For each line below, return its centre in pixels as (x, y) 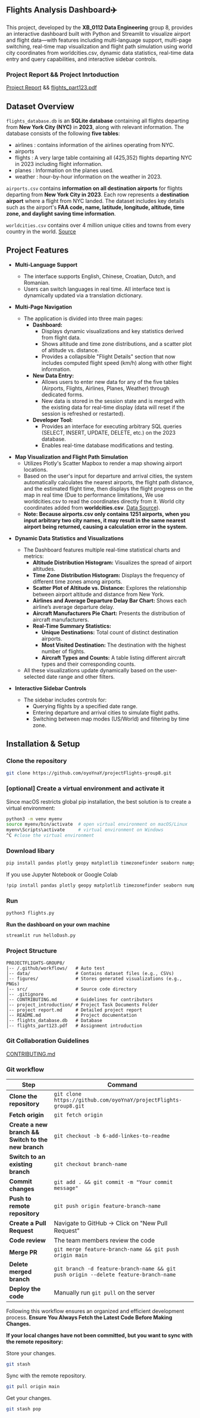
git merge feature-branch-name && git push (116, 1249)
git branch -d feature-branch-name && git (115, 1269)
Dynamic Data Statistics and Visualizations (69, 538)
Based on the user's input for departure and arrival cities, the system (108, 476)
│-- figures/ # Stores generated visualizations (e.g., (94, 979)
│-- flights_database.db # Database (54, 1021)
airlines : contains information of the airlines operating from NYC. (94, 144)
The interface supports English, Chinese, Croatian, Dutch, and (100, 276)
